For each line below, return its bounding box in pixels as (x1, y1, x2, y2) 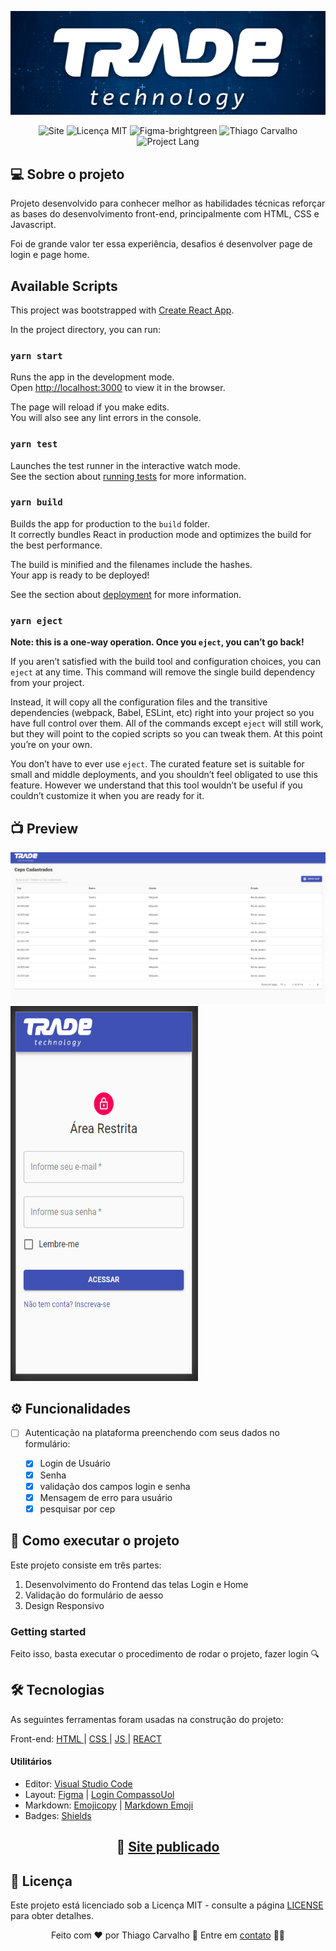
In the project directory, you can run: (10, 323, 161, 335)
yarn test (10, 439, 58, 450)
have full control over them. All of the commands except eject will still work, (10, 717, 324, 730)
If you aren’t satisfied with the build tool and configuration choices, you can (10, 656, 322, 668)
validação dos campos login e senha (39, 1480, 191, 1492)
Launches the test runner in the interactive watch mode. (10, 459, 242, 471)
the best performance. (10, 539, 103, 551)
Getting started (10, 1624, 87, 1638)
